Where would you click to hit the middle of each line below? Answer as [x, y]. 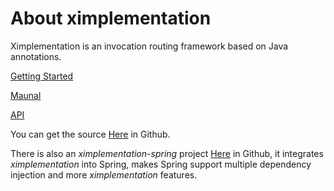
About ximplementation [111, 18]
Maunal [26, 95]
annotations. [36, 56]
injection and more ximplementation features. [104, 174]
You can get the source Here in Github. [90, 134]
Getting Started [42, 76]
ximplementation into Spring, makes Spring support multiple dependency [161, 164]
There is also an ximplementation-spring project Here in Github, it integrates [167, 153]
